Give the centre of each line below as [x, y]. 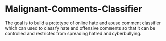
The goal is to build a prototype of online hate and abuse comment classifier [83, 23]
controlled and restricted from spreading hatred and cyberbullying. [73, 33]
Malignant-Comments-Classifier [74, 9]
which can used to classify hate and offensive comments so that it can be [80, 28]
